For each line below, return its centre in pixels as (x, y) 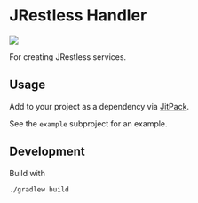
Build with (28, 173)
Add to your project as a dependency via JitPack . (99, 106)
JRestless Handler (78, 16)
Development (48, 152)
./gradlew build (39, 189)
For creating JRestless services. (68, 57)
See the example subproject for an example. (88, 123)
